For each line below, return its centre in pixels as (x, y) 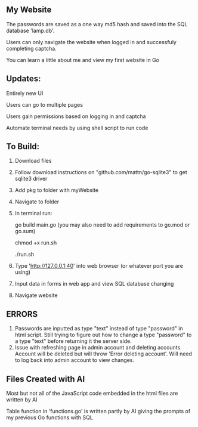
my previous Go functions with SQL (50, 417)
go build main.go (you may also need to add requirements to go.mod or (102, 225)
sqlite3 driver (31, 179)
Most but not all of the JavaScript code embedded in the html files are (92, 394)
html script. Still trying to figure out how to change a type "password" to (103, 335)
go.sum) (25, 231)
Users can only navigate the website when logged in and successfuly (92, 42)
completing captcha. (31, 48)
